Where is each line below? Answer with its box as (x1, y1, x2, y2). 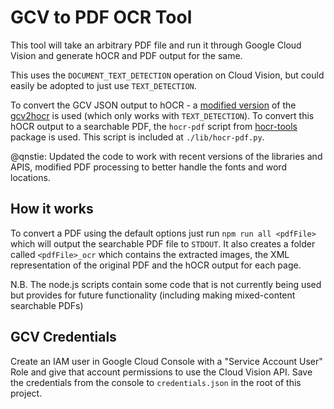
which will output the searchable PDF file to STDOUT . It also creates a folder (10, 237, 316, 250)
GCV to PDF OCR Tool (10, 6, 193, 29)
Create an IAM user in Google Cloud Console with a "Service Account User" (10, 355, 323, 367)
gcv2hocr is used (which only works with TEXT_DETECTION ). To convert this (10, 109, 315, 121)
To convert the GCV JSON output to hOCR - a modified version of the (10, 99, 297, 111)
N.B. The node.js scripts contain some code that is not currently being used (10, 278, 322, 290)
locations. (10, 171, 51, 183)
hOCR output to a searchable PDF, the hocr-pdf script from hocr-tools (10, 120, 298, 132)
